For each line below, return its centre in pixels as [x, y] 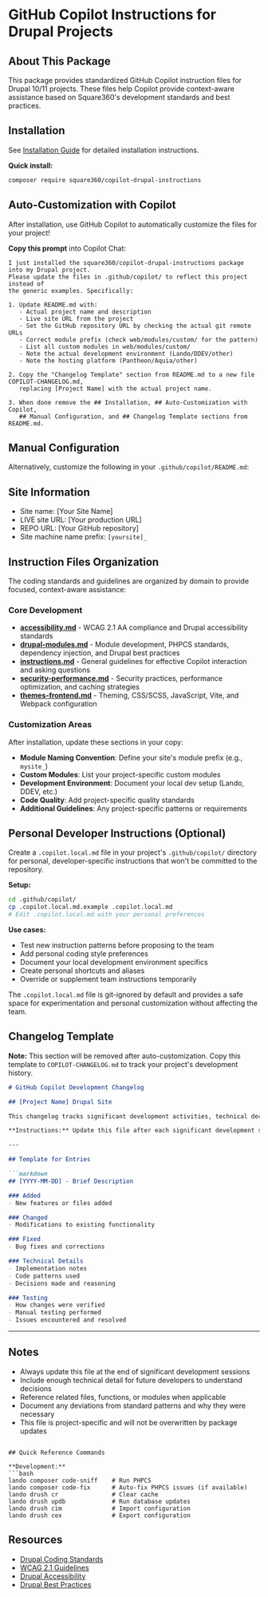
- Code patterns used [44, 1276]
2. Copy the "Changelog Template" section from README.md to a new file [132, 374]
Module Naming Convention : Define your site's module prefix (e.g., [131, 757]
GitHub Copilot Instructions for [112, 15]
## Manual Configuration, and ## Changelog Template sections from [133, 417]
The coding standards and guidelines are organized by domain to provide [129, 581]
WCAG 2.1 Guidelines [54, 1567]
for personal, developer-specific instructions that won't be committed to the [133, 861]
